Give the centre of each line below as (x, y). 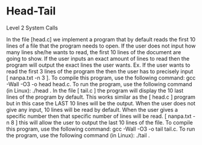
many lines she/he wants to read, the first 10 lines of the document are (94, 52)
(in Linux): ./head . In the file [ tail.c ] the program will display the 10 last (95, 90)
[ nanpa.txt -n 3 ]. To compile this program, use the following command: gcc (101, 78)
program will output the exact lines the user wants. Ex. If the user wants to (98, 65)
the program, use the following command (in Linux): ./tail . (78, 135)
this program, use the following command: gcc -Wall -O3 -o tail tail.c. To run (101, 129)
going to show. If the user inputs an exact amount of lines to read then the (98, 58)
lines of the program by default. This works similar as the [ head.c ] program (101, 97)
